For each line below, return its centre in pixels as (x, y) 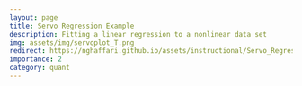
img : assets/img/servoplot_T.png (72, 43)
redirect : (28, 51)
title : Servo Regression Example (72, 26)
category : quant (40, 68)
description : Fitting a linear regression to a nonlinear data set (138, 34)
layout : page (34, 17)
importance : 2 (36, 59)
